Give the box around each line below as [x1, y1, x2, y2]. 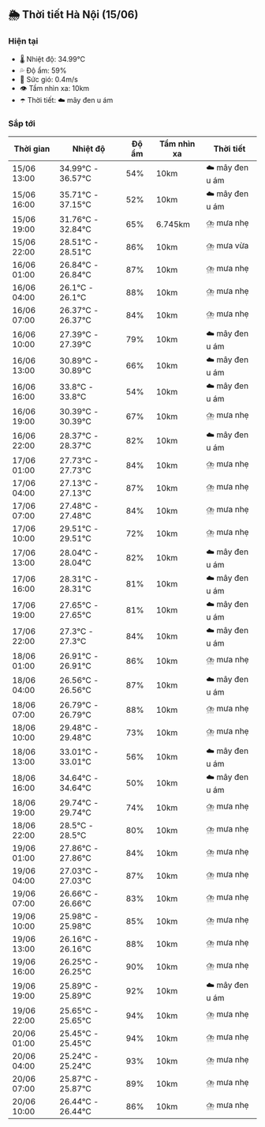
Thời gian [13, 143, 50, 154]
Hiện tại [8, 36, 39, 47]
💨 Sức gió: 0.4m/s [19, 74, 79, 84]
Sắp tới [8, 118, 35, 129]
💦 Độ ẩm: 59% [19, 66, 67, 75]
